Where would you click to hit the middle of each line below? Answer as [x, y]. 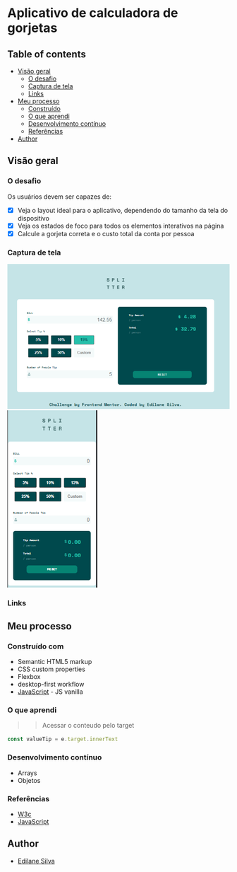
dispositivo [33, 218]
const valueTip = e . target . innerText [63, 739]
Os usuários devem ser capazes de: [59, 197]
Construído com [36, 646]
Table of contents [47, 54]
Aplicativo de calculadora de [93, 13]
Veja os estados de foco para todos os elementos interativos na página [121, 226]
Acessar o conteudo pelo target [88, 726]
